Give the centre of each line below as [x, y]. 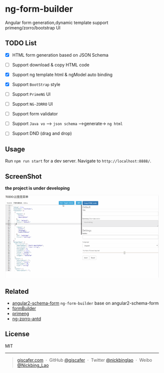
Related [17, 291]
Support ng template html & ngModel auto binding [62, 74]
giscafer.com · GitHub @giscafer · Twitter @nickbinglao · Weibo [84, 360]
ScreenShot [23, 176]
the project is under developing [37, 188]
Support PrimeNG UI [31, 94]
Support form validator [35, 114]
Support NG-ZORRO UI [32, 104]
